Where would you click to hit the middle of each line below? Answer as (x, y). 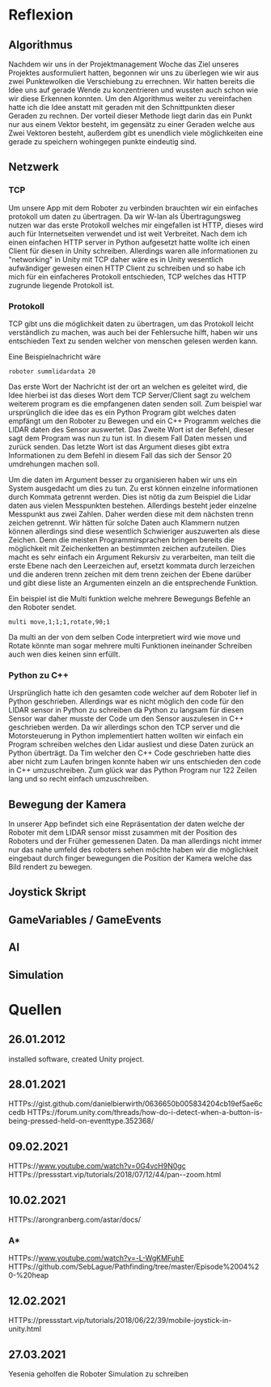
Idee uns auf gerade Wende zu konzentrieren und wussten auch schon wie (133, 90)
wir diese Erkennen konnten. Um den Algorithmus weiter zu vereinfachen (130, 98)
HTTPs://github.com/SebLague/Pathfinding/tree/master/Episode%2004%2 (134, 1267)
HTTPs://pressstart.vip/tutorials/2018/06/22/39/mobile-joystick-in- (120, 1321)
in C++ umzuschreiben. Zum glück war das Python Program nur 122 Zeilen (133, 770)
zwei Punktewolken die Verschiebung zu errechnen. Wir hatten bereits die (131, 81)
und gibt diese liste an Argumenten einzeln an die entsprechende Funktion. (133, 583)
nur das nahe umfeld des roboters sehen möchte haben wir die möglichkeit (133, 850)
